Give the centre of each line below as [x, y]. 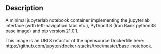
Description [24, 8]
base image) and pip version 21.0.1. [42, 31]
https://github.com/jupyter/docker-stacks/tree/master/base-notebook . [79, 46]
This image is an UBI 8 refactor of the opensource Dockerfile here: [75, 40]
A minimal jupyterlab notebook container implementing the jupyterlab [77, 20]
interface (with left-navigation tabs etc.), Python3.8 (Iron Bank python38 [81, 25]
